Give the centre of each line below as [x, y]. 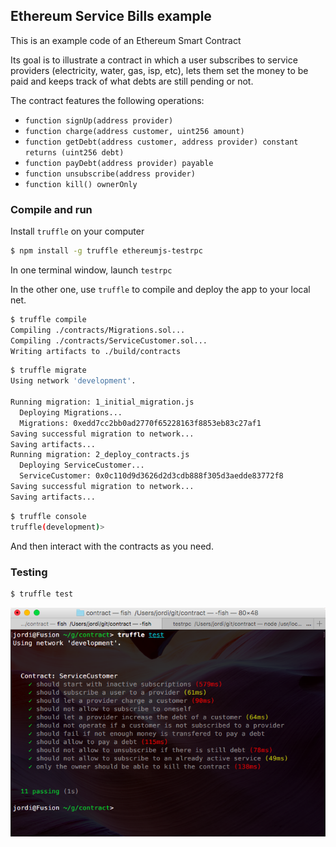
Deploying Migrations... [71, 412]
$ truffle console [48, 516]
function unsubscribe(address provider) [110, 174]
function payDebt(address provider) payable [119, 163]
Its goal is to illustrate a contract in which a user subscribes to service [154, 60]
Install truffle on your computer [77, 231]
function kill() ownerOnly [81, 184]
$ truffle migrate [48, 370]
